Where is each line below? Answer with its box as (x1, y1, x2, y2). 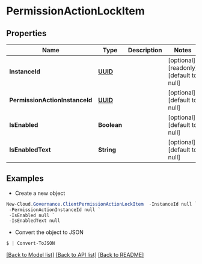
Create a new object (14, 189, 66, 197)
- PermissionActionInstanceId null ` (8, 206, 101, 213)
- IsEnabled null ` (8, 212, 55, 218)
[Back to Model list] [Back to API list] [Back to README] (6, 251, 144, 259)
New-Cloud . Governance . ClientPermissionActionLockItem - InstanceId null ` (6, 201, 198, 207)
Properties (6, 28, 47, 38)
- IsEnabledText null (8, 218, 61, 224)
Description (127, 46, 162, 54)
